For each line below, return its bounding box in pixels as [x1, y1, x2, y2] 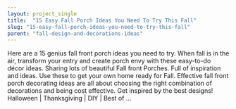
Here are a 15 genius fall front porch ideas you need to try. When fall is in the [7, 49, 230, 58]
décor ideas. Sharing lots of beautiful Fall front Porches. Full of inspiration [7, 64, 221, 72]
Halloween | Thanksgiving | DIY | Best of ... [7, 94, 132, 103]
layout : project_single [7, 10, 77, 18]
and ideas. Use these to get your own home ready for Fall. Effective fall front [7, 72, 229, 80]
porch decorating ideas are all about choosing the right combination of [7, 79, 213, 88]
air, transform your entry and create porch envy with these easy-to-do [7, 57, 211, 65]
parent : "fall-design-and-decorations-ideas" [7, 30, 143, 37]
